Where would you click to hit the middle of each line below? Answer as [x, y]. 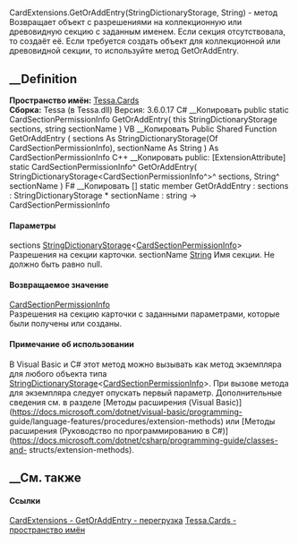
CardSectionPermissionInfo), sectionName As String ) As [114, 148]
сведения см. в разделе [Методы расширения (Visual [112, 402]
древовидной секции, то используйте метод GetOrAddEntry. [124, 51]
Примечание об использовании [72, 344]
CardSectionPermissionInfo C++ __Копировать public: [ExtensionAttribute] [148, 157]
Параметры [33, 225]
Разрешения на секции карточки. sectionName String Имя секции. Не [142, 255]
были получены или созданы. [66, 324]
